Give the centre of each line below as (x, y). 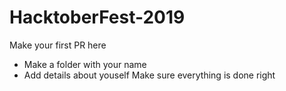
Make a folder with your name (85, 64)
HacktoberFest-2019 (97, 17)
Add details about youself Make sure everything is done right (149, 75)
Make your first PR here (58, 45)
